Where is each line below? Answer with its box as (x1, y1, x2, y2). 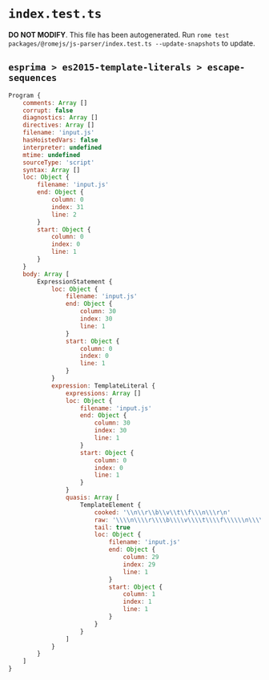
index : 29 (122, 560, 156, 569)
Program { (8, 91, 42, 99)
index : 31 (50, 203, 84, 211)
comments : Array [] (22, 99, 88, 107)
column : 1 (122, 590, 156, 598)
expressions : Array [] (65, 389, 142, 397)
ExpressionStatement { (37, 277, 113, 286)
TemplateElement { (79, 501, 142, 509)
